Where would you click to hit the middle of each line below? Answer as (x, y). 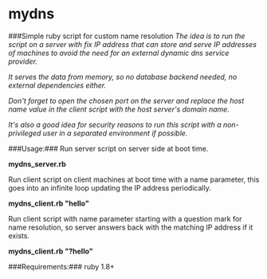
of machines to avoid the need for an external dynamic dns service (119, 53)
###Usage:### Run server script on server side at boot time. (108, 148)
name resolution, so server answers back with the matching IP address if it (131, 227)
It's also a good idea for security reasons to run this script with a (115, 124)
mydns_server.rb (37, 163)
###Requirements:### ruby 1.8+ (62, 266)
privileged (25, 133)
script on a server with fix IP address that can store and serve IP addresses (133, 44)
